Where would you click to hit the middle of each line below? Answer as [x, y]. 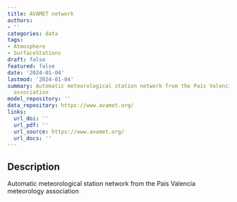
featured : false [31, 66]
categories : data [33, 33]
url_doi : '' [31, 118]
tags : [15, 40]
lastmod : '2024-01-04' [41, 79]
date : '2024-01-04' [36, 72]
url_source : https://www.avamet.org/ [69, 132]
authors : [20, 20]
